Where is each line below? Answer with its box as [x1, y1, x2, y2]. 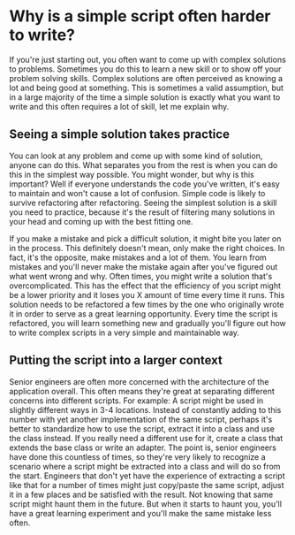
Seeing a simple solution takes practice [9, 126, 230, 142]
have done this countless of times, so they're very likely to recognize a [9, 451, 267, 462]
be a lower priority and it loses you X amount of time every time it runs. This [9, 289, 285, 300]
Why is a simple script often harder [9, 6, 271, 27]
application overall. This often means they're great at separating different [9, 386, 276, 396]
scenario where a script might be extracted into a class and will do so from [9, 461, 281, 471]
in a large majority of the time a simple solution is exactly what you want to [9, 91, 281, 103]
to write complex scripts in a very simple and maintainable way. [9, 327, 240, 338]
